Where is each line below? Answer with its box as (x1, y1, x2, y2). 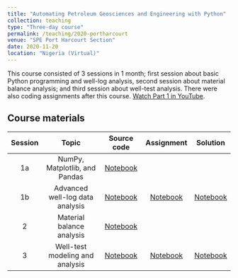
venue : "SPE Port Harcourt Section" (7, 37, 115, 44)
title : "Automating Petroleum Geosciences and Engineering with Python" (7, 10, 227, 18)
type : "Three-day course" (7, 23, 84, 30)
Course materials (7, 112, 85, 124)
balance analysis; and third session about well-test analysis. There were (7, 84, 217, 93)
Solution (195, 137, 225, 147)
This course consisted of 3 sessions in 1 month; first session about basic (7, 69, 220, 78)
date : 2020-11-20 (7, 43, 59, 50)
